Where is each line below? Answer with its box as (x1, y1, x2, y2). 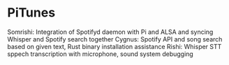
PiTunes (7, 5, 56, 21)
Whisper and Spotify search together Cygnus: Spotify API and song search (7, 35, 223, 43)
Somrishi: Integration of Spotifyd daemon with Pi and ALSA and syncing (7, 28, 214, 36)
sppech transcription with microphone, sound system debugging (7, 50, 193, 58)
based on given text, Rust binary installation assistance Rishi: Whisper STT (7, 42, 222, 50)
